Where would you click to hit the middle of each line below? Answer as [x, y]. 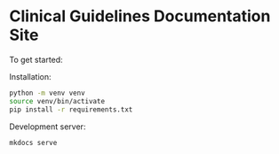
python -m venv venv [48, 93]
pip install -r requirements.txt [71, 109]
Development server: [48, 127]
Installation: [30, 76]
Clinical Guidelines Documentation [140, 16]
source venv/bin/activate [57, 101]
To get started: [36, 59]
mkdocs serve [33, 142]
